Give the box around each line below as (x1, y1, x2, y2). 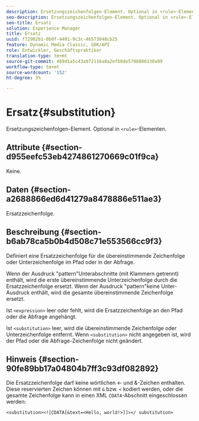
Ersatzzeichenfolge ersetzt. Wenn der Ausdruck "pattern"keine (6, 283, 160, 290)
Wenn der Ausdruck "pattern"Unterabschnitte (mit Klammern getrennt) (6, 270, 179, 277)
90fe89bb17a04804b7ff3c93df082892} (6, 363, 159, 373)
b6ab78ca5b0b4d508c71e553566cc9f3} (6, 236, 162, 246)
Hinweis (6, 354, 37, 364)
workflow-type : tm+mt (6, 64, 60, 70)
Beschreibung (6, 227, 59, 238)
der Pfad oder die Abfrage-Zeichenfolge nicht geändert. (6, 337, 143, 344)
